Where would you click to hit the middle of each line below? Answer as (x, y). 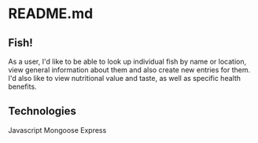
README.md (51, 14)
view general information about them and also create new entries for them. (129, 70)
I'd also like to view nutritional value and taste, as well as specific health (125, 78)
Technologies (42, 111)
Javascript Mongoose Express (57, 130)
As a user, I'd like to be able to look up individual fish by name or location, (127, 61)
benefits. (22, 86)
